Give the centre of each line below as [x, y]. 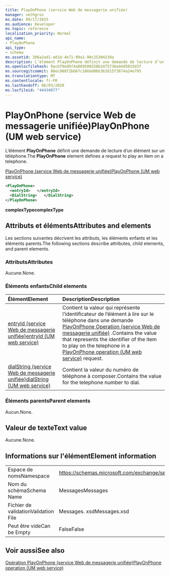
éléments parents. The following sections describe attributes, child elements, [85, 243]
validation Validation [31, 512]
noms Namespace [29, 476]
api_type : [16, 48]
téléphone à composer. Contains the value [112, 376]
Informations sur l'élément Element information [81, 456]
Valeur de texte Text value [46, 428]
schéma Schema [27, 491]
